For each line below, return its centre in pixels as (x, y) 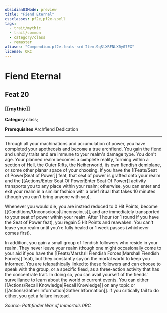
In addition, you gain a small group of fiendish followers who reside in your (82, 243)
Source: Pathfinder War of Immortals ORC (48, 306)
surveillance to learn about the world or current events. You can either (77, 280)
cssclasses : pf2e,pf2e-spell (35, 19)
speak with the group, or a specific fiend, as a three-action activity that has (82, 269)
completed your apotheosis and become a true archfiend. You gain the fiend (83, 149)
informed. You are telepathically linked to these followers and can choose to (83, 264)
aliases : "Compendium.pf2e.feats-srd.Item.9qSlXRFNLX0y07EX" (70, 47)
